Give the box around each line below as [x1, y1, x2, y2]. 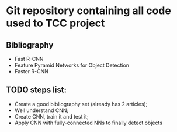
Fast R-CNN [14, 56, 44, 62]
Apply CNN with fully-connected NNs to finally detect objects [14, 119, 162, 126]
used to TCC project [6, 16, 105, 30]
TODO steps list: [6, 85, 67, 95]
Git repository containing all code [6, 4, 171, 18]
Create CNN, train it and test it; [14, 113, 89, 120]
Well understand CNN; [14, 107, 69, 114]
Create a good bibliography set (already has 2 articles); [14, 100, 148, 107]
